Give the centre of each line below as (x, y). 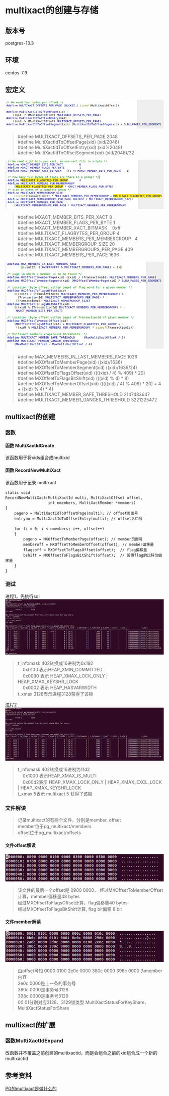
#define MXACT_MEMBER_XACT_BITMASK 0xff (69, 227)
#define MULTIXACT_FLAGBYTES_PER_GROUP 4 (68, 233)
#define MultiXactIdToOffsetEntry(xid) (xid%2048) (70, 147)
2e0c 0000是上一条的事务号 (47, 983)
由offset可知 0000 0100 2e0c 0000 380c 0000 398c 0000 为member (90, 971)
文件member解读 (23, 922)
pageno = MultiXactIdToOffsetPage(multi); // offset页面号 (76, 513)
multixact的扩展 (30, 1025)
